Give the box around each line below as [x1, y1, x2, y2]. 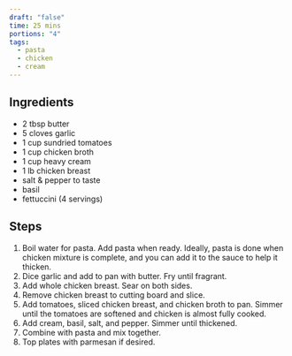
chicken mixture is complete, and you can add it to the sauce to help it [21, 252, 279, 262]
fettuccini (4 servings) [21, 193, 104, 204]
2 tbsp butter [21, 118, 70, 129]
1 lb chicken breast [21, 165, 91, 176]
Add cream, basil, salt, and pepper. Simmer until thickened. [21, 317, 238, 328]
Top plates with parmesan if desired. [21, 337, 156, 347]
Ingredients [9, 95, 74, 110]
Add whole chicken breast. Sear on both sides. [21, 280, 193, 291]
